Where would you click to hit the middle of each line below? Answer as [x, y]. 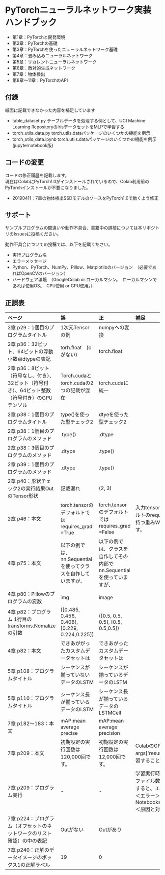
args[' [142, 753]
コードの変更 [25, 163]
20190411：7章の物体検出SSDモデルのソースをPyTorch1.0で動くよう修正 [85, 198]
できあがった [113, 644]
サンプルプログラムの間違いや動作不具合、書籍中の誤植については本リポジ [80, 228]
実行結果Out [40, 489]
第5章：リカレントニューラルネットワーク [55, 62]
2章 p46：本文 [25, 519]
